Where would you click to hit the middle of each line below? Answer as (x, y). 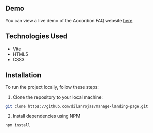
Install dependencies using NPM (46, 116)
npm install (18, 125)
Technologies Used (36, 37)
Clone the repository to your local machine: (58, 97)
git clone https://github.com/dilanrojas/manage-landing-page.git (77, 106)
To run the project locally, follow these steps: (52, 87)
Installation (23, 75)
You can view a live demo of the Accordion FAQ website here (69, 20)
